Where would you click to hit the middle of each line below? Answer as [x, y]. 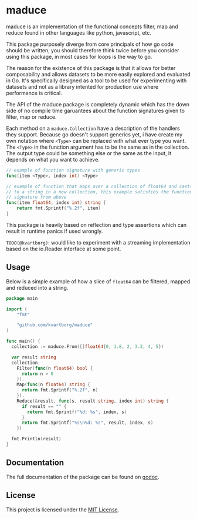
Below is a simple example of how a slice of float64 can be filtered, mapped [98, 281]
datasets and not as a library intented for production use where [82, 86]
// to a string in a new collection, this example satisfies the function [99, 192]
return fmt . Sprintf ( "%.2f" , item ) [59, 208]
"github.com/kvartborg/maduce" [55, 325]
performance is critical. [34, 93]
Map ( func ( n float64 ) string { [54, 385]
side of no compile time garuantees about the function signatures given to [95, 111]
